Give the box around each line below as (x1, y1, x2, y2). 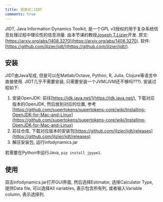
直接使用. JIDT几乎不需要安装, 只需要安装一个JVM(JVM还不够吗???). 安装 (5, 79, 152, 84)
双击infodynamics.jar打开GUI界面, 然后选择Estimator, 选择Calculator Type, (5, 179, 153, 185)
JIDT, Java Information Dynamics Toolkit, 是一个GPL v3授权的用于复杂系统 (5, 25, 154, 32)
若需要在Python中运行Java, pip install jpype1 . (5, 150, 102, 156)
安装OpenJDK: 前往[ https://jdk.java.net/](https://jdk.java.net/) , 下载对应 (12, 95, 155, 101)
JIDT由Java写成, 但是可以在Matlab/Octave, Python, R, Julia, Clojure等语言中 (5, 73, 157, 79)
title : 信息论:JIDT (5, 7, 42, 12)
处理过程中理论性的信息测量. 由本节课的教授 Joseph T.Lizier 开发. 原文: (9, 32, 149, 38)
